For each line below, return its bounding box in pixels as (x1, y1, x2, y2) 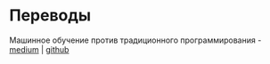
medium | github (9, 44, 70, 54)
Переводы (9, 5, 92, 26)
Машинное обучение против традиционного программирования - (9, 35, 262, 45)
